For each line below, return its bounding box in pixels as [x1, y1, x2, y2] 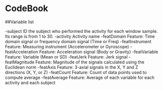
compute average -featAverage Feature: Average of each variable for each [5, 75, 155, 80]
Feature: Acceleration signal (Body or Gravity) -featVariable [39, 49, 158, 55]
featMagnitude [5, 59, 35, 65]
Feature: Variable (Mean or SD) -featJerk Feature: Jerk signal [5, 54, 128, 60]
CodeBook [5, 3, 49, 14]
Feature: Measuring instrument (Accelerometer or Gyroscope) [5, 44, 129, 49]
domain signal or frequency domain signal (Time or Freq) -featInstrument [5, 38, 152, 44]
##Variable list [5, 19, 34, 25]
